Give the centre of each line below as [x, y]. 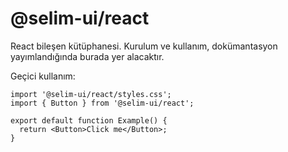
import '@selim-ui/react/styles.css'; [91, 94]
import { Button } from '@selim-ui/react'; [102, 103]
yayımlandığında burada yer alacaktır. [87, 56]
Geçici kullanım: [43, 76]
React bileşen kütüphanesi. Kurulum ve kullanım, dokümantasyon [144, 46]
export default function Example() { [89, 120]
